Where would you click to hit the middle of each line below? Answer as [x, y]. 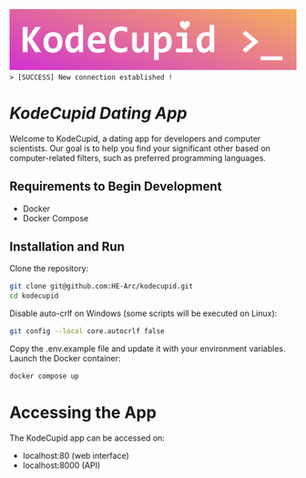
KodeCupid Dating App [98, 113]
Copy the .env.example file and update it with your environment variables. [148, 349]
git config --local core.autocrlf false [87, 331]
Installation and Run [67, 247]
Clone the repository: [49, 269]
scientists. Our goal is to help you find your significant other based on [140, 148]
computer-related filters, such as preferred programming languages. [138, 158]
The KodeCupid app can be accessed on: [87, 438]
